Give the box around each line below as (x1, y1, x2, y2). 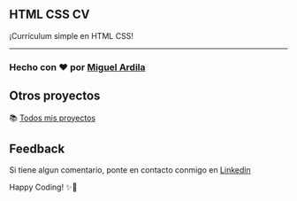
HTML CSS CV (9, 7, 90, 22)
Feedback (9, 141, 65, 156)
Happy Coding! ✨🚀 (9, 182, 78, 193)
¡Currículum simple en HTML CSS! (9, 30, 134, 41)
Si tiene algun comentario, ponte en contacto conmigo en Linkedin (9, 165, 251, 175)
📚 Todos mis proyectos (9, 112, 95, 123)
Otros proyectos (9, 89, 101, 104)
